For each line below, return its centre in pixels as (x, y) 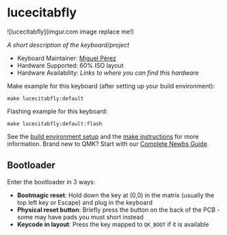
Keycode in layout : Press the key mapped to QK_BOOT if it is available (113, 224)
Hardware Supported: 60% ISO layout (70, 65)
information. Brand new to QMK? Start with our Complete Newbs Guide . (108, 144)
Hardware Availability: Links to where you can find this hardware (108, 73)
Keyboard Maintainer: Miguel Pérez (66, 58)
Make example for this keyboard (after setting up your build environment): (111, 86)
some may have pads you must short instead (80, 217)
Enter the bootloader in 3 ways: (51, 182)
